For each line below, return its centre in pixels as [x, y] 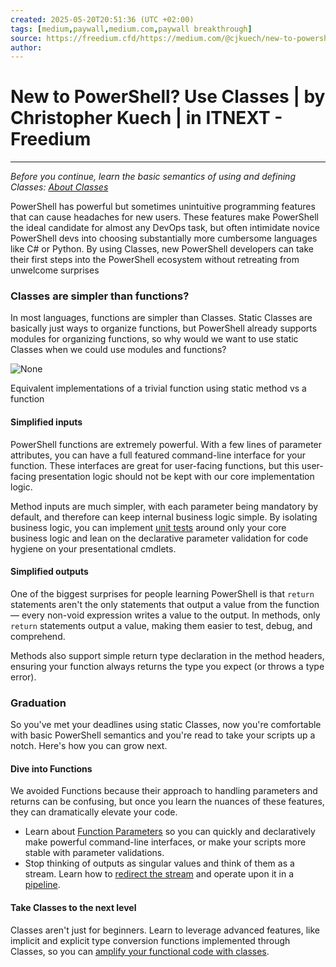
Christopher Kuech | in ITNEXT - [146, 118]
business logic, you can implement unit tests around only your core [148, 527]
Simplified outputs [49, 572]
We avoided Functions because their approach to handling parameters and [164, 791]
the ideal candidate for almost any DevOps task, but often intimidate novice [165, 228]
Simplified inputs [46, 422]
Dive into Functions [51, 768]
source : [26, 38]
